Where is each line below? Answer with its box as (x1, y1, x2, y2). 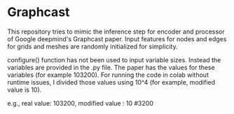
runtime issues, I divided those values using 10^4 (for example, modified (7, 78, 216, 86)
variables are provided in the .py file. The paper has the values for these (7, 63, 215, 71)
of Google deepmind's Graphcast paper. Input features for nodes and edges (7, 34, 227, 43)
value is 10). (7, 85, 42, 94)
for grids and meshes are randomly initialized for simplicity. (7, 42, 178, 50)
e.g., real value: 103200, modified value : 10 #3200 (7, 99, 154, 107)
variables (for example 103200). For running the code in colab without (7, 71, 209, 79)
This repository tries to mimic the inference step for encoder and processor (7, 27, 226, 36)
